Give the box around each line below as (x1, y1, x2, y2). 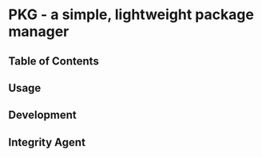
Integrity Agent (8, 135, 86, 149)
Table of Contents (8, 54, 100, 68)
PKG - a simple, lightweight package (8, 6, 254, 24)
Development (8, 108, 77, 122)
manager (8, 22, 69, 41)
